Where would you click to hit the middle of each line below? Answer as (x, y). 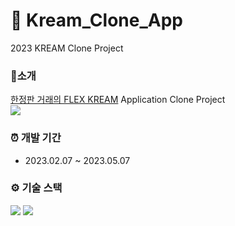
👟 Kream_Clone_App (96, 20)
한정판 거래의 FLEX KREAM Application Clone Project (118, 100)
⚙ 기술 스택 (36, 188)
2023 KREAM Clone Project (67, 48)
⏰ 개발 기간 (36, 138)
